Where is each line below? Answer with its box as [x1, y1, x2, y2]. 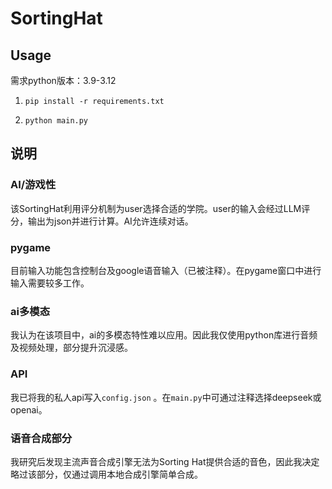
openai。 [10, 403, 48, 416]
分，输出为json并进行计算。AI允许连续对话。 [10, 215, 194, 227]
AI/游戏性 [10, 178, 57, 192]
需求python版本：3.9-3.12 [10, 75, 117, 86]
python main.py [24, 116, 89, 126]
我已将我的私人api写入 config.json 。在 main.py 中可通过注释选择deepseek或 [10, 391, 322, 403]
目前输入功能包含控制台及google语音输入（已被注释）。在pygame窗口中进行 [10, 264, 322, 276]
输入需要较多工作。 [10, 277, 90, 289]
